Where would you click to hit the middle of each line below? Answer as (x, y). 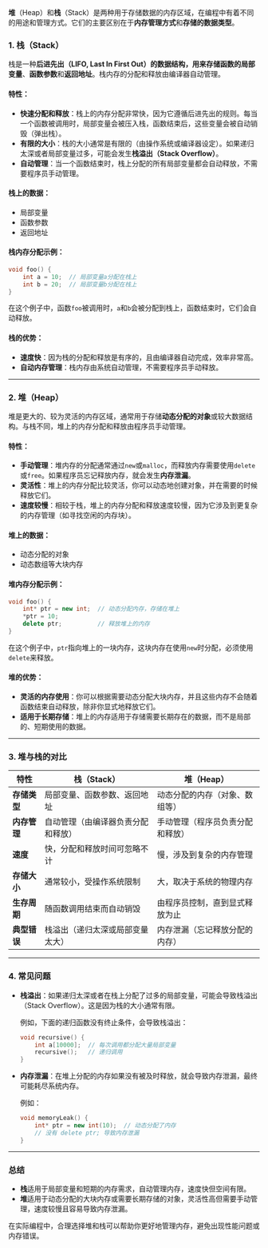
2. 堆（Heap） (36, 397)
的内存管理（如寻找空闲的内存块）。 (77, 516)
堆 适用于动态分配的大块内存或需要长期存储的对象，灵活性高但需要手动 (135, 1198)
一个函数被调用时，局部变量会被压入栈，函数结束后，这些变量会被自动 (135, 123)
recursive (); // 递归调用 (79, 1052)
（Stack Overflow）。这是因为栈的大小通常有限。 (99, 1005)
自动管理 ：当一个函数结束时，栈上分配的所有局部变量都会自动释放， (132, 163)
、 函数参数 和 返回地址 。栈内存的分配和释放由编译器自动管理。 (124, 74)
